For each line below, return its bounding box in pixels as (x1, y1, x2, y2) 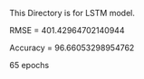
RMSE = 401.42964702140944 (9, 25, 125, 35)
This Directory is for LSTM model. (9, 8, 136, 18)
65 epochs (9, 60, 50, 70)
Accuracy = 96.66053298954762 (9, 42, 135, 53)
